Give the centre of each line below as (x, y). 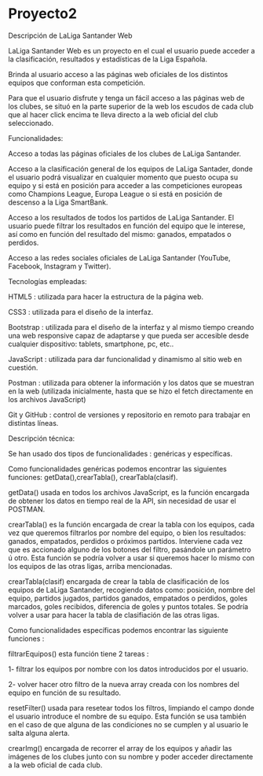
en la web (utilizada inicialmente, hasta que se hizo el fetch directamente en (131, 391)
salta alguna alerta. (39, 733)
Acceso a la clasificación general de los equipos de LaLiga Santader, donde (131, 168)
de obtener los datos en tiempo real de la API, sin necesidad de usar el (122, 501)
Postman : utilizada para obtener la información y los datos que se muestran (131, 382)
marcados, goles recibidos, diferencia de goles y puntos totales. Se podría (128, 606)
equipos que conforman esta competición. (77, 83)
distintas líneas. (33, 423)
